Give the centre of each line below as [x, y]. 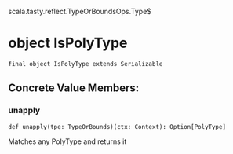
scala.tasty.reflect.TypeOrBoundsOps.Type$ [80, 11]
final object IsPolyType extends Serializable [86, 64]
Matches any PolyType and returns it [67, 141]
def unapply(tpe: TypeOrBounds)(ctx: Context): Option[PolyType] [117, 126]
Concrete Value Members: [74, 88]
